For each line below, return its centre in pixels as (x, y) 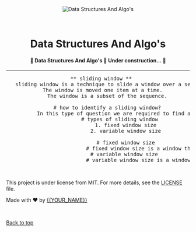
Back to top (20, 223)
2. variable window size (126, 131)
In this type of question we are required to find (111, 114)
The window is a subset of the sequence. (107, 96)
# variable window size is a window (138, 160)
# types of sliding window (120, 119)
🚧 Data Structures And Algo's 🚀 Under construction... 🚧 (98, 60)
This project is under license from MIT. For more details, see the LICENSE (94, 182)
